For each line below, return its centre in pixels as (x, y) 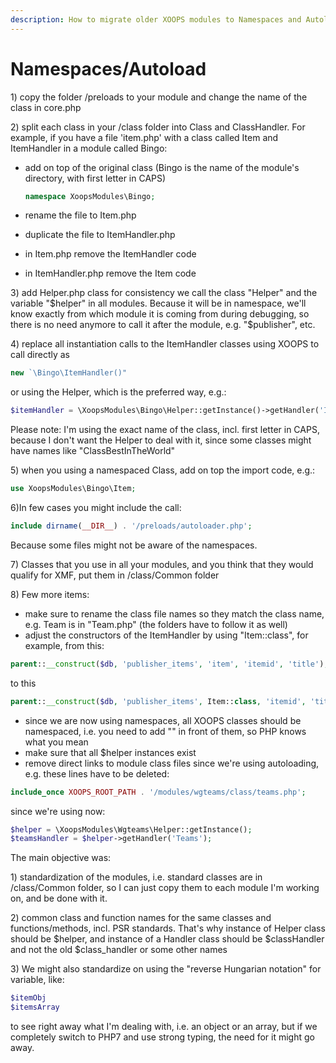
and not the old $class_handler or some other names (119, 950)
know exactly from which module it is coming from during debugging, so (160, 314)
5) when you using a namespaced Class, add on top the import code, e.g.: (163, 470)
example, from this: (64, 645)
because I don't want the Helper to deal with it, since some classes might (161, 440)
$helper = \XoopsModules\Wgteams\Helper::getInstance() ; (131, 829)
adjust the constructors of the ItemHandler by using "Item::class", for (166, 635)
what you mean (56, 742)
